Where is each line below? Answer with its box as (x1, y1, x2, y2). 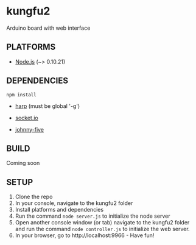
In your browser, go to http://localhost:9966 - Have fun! (15, 232, 155, 239)
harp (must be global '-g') (15, 102, 80, 110)
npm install (6, 92, 37, 98)
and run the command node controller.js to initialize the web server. (15, 226, 190, 233)
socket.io (15, 114, 38, 121)
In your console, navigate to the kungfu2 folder (15, 200, 133, 207)
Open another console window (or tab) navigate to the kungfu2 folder (15, 219, 190, 226)
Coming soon (6, 159, 40, 167)
